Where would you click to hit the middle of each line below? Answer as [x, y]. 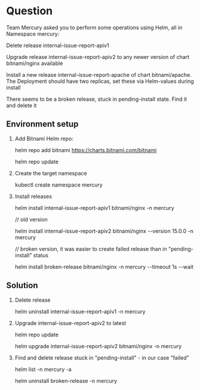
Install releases [33, 196]
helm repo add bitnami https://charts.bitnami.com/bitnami [86, 150]
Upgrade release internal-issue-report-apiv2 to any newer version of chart [98, 57]
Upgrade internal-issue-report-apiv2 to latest [70, 323]
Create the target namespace [51, 173]
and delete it [21, 105]
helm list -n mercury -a [43, 369]
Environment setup [42, 124]
